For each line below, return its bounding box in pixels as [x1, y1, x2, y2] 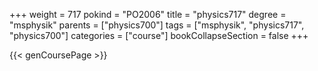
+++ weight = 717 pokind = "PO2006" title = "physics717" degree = [9, 9, 287, 20]
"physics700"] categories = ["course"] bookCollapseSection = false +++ [9, 30, 309, 41]
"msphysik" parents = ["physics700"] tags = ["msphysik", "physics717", [9, 19, 305, 31]
